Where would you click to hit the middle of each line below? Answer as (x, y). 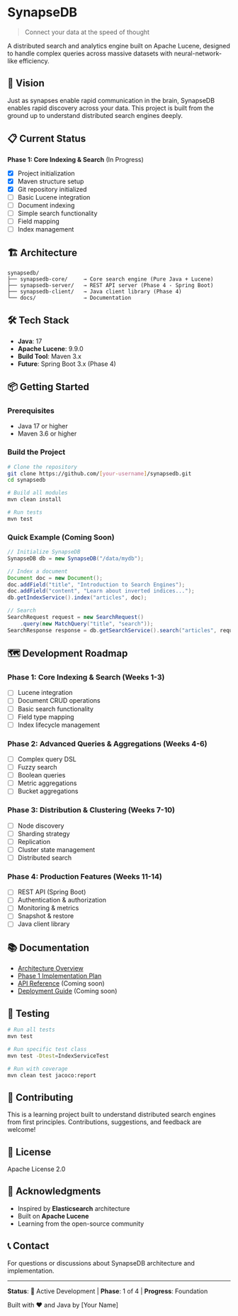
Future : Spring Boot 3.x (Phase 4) (67, 364)
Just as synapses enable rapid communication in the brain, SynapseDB (111, 100)
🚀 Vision (26, 83)
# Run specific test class (47, 1049)
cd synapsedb (27, 480)
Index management (46, 229)
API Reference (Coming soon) (61, 983)
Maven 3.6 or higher (47, 433)
